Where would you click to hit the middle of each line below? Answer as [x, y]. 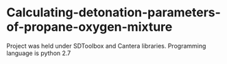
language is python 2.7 [39, 53]
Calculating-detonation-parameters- [113, 13]
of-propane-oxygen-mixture [89, 27]
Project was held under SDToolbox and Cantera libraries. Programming [106, 46]
